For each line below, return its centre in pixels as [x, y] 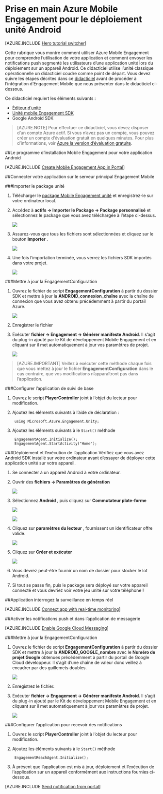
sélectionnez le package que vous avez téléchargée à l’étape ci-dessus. [84, 215]
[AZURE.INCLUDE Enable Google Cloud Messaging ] [57, 628]
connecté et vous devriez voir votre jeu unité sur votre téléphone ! [78, 590]
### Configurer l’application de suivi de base [49, 388]
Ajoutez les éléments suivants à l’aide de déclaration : [65, 412]
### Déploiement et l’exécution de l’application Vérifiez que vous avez [74, 452]
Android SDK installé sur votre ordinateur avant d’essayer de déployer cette [80, 458]
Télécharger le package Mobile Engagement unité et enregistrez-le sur [83, 195]
